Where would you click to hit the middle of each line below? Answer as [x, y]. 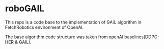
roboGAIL [25, 9]
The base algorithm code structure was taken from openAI [64, 37]
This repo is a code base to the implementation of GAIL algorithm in [73, 22]
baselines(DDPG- [142, 37]
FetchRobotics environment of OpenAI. [44, 27]
